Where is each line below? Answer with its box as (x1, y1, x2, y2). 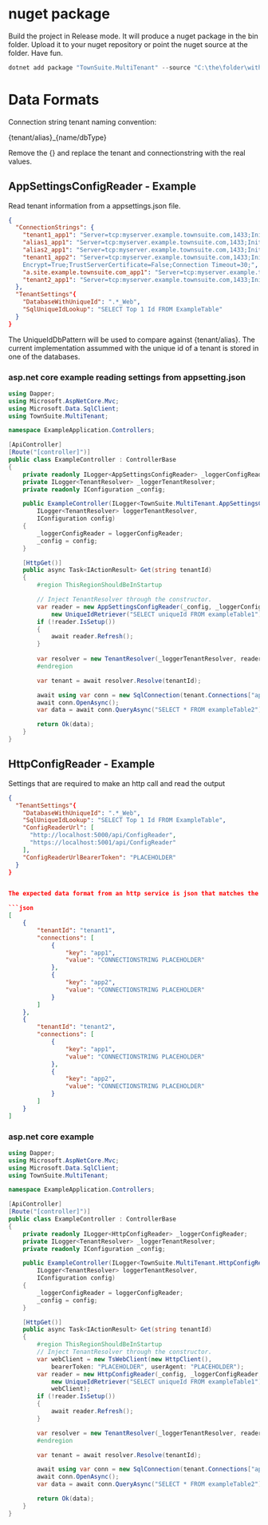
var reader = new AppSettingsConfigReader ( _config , (37, 602, 213, 611)
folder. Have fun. (8, 48, 64, 58)
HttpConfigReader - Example (8, 757, 156, 771)
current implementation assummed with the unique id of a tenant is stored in (8, 343, 259, 352)
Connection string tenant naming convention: (8, 117, 157, 126)
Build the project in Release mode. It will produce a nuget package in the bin (8, 31, 258, 41)
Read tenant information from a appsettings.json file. (8, 201, 181, 210)
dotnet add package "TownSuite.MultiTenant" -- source (8, 63, 191, 72)
